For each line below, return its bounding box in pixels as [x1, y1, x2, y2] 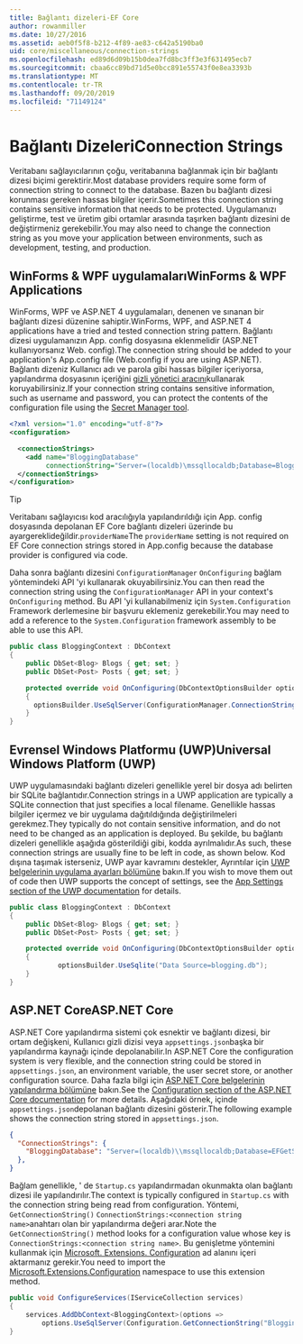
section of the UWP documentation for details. [9, 885, 182, 896]
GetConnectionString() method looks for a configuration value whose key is [9, 1228, 291, 1239]
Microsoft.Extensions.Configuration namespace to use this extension [9, 1266, 265, 1276]
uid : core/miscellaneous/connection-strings [9, 47, 179, 56]
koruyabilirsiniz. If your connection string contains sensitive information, [9, 383, 275, 394]
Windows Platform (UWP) [9, 756, 156, 772]
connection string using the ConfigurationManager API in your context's [9, 587, 273, 598]
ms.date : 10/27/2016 [9, 30, 87, 39]
